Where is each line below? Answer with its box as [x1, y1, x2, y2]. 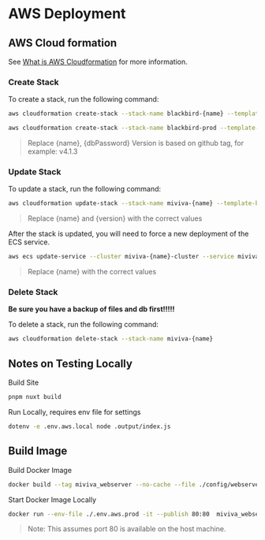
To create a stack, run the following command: [8, 95, 159, 104]
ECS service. [8, 237, 50, 247]
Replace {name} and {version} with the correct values [27, 214, 203, 223]
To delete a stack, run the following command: [8, 320, 159, 330]
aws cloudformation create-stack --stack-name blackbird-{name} [8, 110, 224, 118]
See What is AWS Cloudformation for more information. [8, 57, 188, 66]
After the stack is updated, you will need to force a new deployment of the [8, 229, 249, 239]
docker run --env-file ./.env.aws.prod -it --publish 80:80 [8, 510, 211, 518]
